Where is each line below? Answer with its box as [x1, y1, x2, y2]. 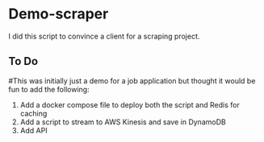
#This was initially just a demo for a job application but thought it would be [8, 75, 256, 85]
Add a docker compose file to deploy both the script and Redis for [19, 99, 240, 109]
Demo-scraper [8, 5, 109, 23]
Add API [19, 125, 48, 135]
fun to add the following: [8, 84, 90, 94]
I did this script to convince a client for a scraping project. [8, 31, 200, 41]
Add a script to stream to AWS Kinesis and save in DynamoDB [19, 117, 226, 127]
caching [19, 108, 48, 118]
